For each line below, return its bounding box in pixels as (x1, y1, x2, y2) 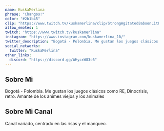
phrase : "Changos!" (5, 12, 45, 17)
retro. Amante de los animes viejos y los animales (5, 93, 104, 99)
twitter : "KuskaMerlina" (9, 48, 60, 53)
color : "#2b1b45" (5, 16, 41, 21)
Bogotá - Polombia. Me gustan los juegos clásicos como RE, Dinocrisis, (5, 88, 148, 94)
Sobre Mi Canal (5, 108, 53, 116)
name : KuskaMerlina (5, 7, 45, 12)
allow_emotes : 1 (5, 25, 38, 30)
